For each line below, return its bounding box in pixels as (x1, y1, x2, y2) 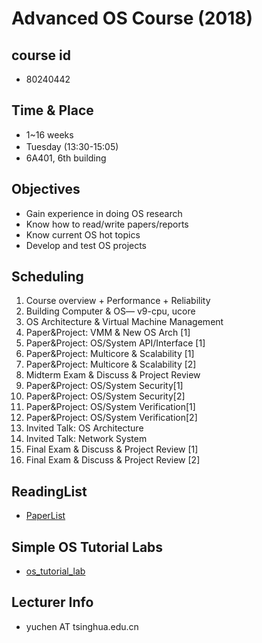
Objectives (11, 181, 81, 198)
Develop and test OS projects (25, 239, 148, 251)
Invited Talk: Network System (25, 433, 148, 445)
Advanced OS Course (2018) (11, 7, 254, 30)
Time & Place (11, 102, 94, 119)
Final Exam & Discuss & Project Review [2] (25, 454, 201, 466)
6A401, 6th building (25, 152, 107, 164)
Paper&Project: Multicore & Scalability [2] (25, 358, 197, 371)
